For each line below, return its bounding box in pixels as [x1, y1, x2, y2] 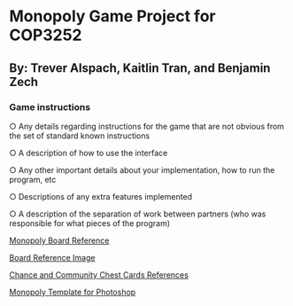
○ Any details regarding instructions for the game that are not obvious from [9, 121, 285, 131]
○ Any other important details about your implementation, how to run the [9, 164, 275, 175]
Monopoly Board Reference [9, 235, 110, 246]
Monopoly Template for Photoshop [9, 286, 136, 297]
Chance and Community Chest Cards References [9, 269, 189, 280]
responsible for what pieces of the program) [9, 217, 171, 228]
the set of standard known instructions [9, 130, 150, 141]
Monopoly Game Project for [9, 6, 216, 27]
